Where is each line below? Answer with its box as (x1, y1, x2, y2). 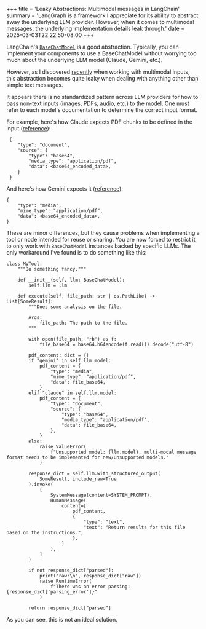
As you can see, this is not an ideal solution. (6, 616, 118, 623)
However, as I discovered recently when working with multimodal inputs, (6, 68, 190, 76)
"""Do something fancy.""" (17, 266, 87, 272)
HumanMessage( (50, 497, 87, 504)
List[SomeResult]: (6, 298, 53, 304)
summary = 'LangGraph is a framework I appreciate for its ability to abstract (6, 12, 199, 19)
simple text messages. (6, 81, 63, 89)
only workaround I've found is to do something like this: (6, 249, 147, 256)
